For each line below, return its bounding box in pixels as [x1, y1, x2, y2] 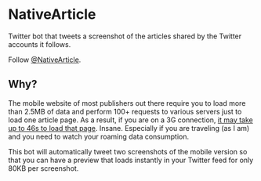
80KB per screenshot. [8, 163, 79, 173]
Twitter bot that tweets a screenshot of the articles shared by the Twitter [8, 31, 242, 41]
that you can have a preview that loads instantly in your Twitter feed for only [8, 155, 254, 165]
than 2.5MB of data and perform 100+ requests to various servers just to [8, 107, 242, 116]
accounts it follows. [8, 39, 71, 49]
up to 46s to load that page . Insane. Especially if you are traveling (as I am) [8, 123, 250, 132]
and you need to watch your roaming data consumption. [8, 132, 190, 141]
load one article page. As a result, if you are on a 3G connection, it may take [8, 115, 253, 125]
